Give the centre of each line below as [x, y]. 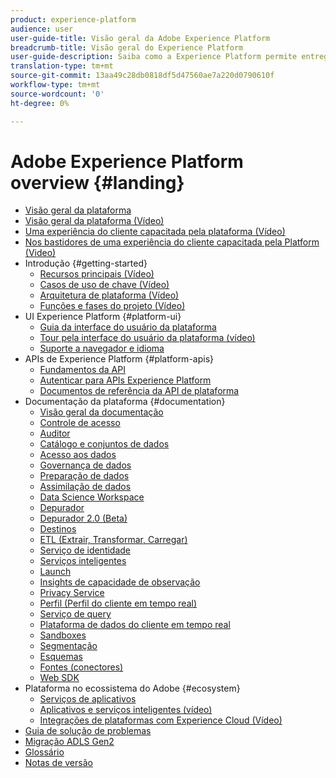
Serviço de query [75, 614]
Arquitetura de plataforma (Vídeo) [109, 295]
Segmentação [68, 646]
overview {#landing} [97, 182]
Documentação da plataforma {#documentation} [125, 402]
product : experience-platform [73, 19]
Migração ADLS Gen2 [69, 742]
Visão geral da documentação [101, 412]
